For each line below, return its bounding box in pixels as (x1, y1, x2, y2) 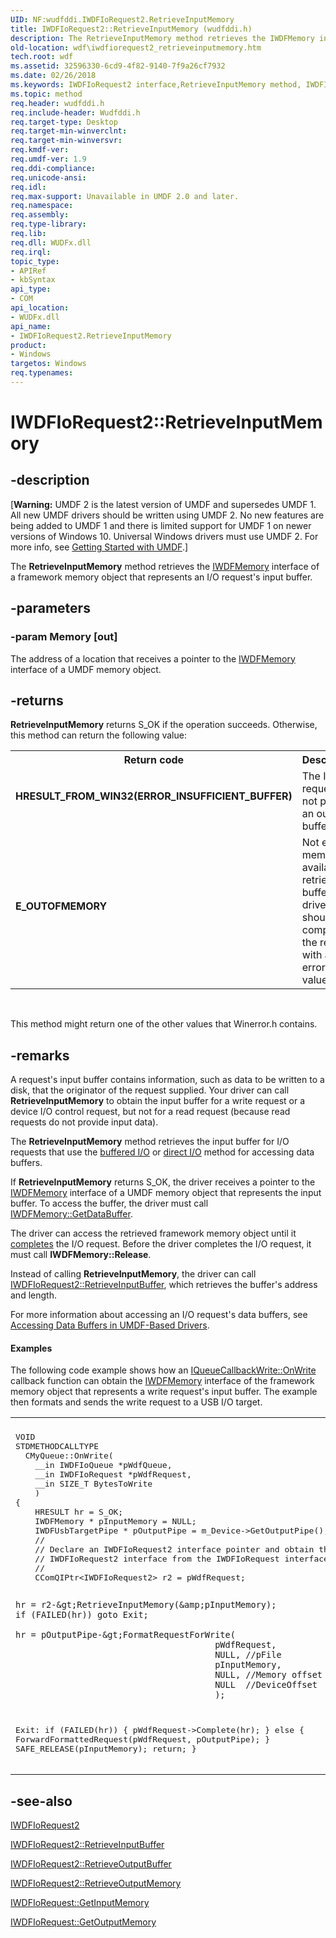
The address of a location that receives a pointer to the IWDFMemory (10, 652, 296, 665)
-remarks (10, 1047, 70, 1064)
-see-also (10, 1792, 73, 1810)
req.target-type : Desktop (10, 117, 118, 127)
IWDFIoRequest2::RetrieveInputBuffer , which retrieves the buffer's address (10, 1279, 318, 1291)
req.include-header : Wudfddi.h (10, 107, 141, 118)
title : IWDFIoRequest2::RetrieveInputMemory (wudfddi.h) (10, 24, 253, 34)
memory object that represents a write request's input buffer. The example (10, 1386, 318, 1398)
